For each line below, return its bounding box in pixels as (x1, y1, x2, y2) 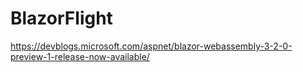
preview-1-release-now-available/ (10, 50, 150, 62)
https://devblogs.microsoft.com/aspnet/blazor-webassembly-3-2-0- (10, 40, 293, 52)
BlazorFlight (10, 7, 113, 30)
